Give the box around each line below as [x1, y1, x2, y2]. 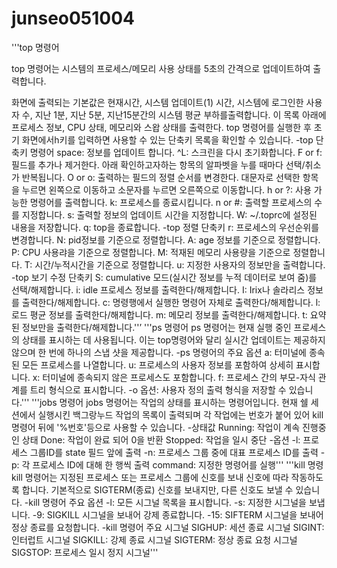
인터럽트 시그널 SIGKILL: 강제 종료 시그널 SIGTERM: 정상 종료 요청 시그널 [11, 533, 298, 546]
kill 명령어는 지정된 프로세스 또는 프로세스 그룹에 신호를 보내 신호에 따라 [11, 471, 289, 483]
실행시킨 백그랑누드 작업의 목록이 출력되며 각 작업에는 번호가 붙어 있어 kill [37, 408, 324, 421]
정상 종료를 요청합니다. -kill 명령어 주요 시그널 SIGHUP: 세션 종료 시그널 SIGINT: [11, 521, 325, 533]
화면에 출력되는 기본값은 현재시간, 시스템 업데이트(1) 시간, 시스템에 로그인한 [11, 96, 304, 108]
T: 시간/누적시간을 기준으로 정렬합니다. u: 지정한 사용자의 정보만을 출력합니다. [24, 258, 326, 271]
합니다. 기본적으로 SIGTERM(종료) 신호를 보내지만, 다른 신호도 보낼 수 [21, 483, 294, 496]
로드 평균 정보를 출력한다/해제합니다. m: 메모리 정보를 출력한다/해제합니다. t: [11, 308, 308, 321]
